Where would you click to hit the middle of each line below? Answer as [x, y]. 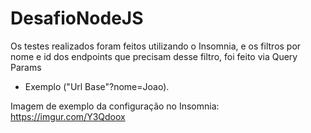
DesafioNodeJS [77, 18]
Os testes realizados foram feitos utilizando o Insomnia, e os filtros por [156, 46]
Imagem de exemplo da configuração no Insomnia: [115, 106]
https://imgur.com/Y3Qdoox [68, 116]
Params [26, 67]
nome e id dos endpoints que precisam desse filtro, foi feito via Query [154, 56]
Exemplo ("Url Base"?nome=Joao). [97, 86]
